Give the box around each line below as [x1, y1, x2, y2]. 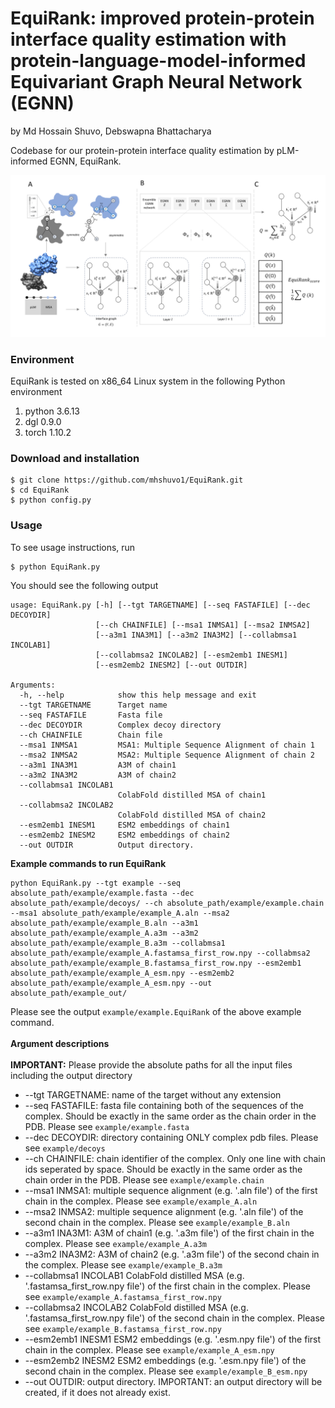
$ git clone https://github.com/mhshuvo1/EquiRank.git [10, 475, 244, 486]
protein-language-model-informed [10, 50, 307, 72]
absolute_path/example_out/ [10, 988, 128, 998]
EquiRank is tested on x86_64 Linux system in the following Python [10, 375, 286, 387]
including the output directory [10, 1069, 133, 1081]
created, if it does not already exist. [24, 1386, 171, 1398]
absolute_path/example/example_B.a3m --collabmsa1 [10, 938, 226, 948]
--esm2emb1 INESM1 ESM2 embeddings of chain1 [19, 820, 230, 830]
